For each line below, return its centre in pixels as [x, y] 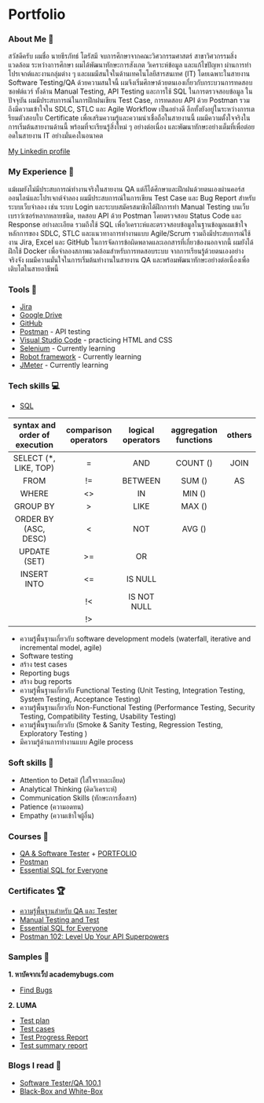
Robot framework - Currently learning [80, 357]
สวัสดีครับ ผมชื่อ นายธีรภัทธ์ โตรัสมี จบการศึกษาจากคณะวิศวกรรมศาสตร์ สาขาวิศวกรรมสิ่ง [123, 56]
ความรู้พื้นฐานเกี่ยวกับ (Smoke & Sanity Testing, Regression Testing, [121, 725]
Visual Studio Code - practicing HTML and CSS [96, 340]
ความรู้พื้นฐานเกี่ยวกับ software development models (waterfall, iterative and [135, 639]
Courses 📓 [28, 836]
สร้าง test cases [43, 664]
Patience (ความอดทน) [51, 807]
